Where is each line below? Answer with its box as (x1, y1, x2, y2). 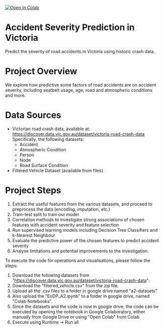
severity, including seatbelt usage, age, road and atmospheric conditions (5, 87, 153, 93)
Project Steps (5, 185, 61, 196)
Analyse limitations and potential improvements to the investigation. (12, 248, 149, 254)
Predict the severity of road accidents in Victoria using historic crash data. (5, 48, 155, 54)
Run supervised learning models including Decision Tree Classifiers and (12, 227, 158, 233)
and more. (5, 92, 26, 98)
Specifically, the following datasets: (12, 136, 84, 142)
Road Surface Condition (19, 162, 68, 168)
